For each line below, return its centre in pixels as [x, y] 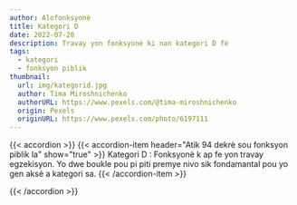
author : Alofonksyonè [50, 18]
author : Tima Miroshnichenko [72, 93]
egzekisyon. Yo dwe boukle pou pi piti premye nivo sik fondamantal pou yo [148, 164]
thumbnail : [30, 77]
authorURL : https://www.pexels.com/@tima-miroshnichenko [127, 102]
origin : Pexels [46, 111]
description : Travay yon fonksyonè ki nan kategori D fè [119, 43]
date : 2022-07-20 [42, 34]
